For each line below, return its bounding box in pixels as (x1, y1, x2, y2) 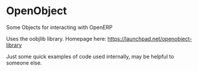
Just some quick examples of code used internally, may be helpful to (6, 53, 174, 60)
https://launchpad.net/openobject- (107, 35, 193, 42)
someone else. (6, 59, 43, 66)
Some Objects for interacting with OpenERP (6, 24, 113, 31)
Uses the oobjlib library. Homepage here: (6, 35, 107, 42)
